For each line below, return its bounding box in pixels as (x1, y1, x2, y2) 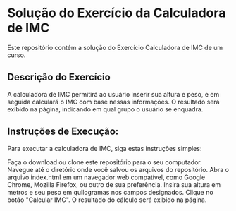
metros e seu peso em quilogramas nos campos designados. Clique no (7, 188, 213, 196)
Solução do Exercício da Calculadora (7, 5, 226, 21)
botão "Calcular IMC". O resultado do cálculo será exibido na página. (7, 195, 207, 204)
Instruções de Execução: (7, 126, 119, 138)
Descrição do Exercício (7, 71, 111, 83)
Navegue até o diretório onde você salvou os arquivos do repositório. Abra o (7, 165, 229, 174)
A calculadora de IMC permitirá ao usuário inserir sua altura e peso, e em (7, 90, 220, 98)
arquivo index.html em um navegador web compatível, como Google (7, 173, 206, 181)
